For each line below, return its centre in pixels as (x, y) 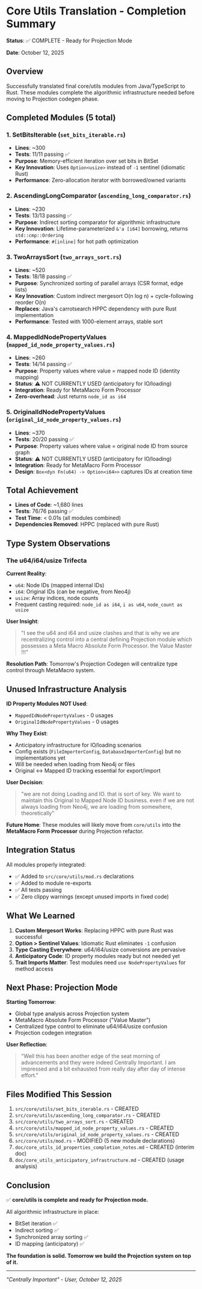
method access (34, 969)
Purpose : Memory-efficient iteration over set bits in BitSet (87, 161)
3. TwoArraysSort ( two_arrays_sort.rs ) (64, 257)
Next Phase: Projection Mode (62, 987)
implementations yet (40, 758)
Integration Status (41, 850)
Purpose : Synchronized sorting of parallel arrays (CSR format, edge (99, 283)
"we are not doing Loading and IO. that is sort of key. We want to (101, 794)
